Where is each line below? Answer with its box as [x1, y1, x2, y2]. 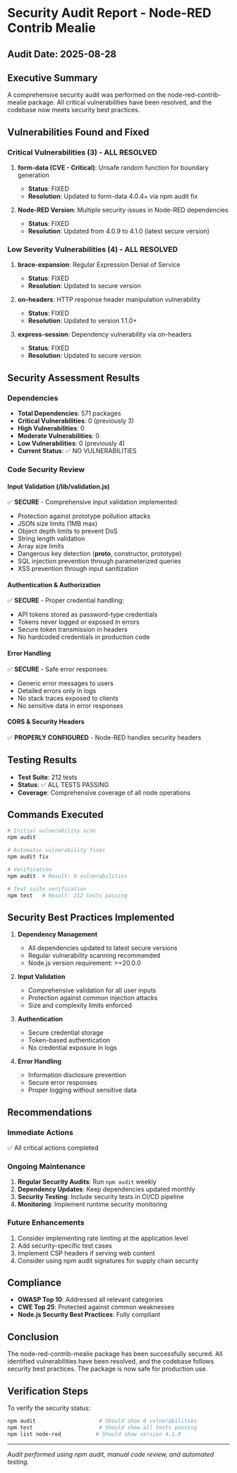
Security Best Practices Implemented [7, 911, 175, 923]
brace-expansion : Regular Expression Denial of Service [17, 260, 181, 269]
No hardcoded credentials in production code [17, 633, 150, 642]
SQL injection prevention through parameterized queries [17, 557, 181, 565]
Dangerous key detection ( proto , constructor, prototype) [17, 549, 182, 558]
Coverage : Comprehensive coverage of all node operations [17, 788, 191, 797]
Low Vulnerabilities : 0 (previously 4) [17, 439, 126, 447]
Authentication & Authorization [7, 580, 101, 589]
